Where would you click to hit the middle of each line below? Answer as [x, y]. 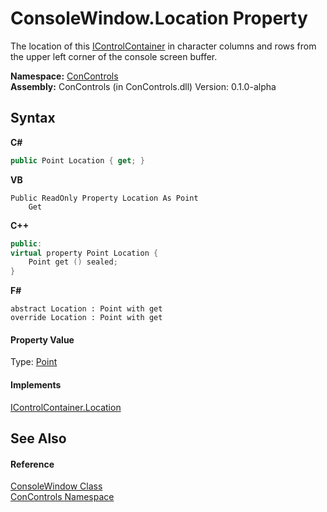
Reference [32, 464]
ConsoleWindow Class [56, 486]
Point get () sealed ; [73, 262]
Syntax [33, 118]
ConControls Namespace [62, 497]
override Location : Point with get [86, 318]
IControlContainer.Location [66, 407]
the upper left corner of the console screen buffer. [114, 56]
